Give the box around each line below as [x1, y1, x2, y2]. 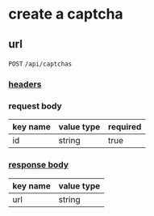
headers [8, 78, 42, 90]
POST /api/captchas [8, 60, 73, 68]
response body [8, 159, 69, 171]
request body [8, 100, 62, 112]
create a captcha [8, 5, 123, 23]
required [107, 121, 142, 133]
